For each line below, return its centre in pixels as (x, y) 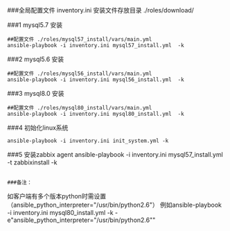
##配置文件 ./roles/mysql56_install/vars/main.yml (80, 74)
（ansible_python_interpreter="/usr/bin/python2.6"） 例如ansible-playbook (115, 205)
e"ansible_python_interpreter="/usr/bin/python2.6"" (81, 220)
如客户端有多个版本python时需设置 (56, 196)
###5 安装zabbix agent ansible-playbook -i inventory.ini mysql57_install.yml (115, 154)
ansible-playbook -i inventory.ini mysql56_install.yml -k (96, 80)
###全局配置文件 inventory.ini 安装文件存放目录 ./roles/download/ (100, 10)
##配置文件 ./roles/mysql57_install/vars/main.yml (80, 40)
